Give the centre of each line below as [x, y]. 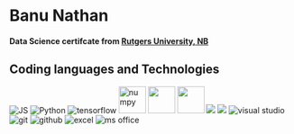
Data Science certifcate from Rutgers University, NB [109, 40]
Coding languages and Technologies [115, 70]
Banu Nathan [59, 16]
